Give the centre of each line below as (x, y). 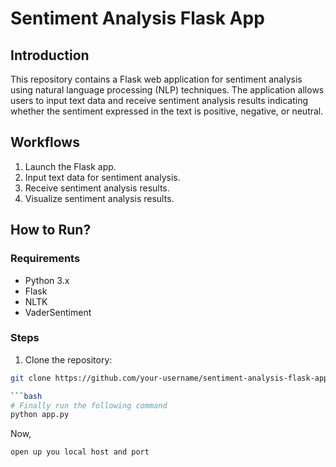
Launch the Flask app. (70, 166)
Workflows (45, 142)
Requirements (45, 259)
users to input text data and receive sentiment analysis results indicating (159, 100)
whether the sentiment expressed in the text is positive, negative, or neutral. (167, 111)
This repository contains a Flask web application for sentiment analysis (156, 79)
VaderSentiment (58, 312)
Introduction (50, 55)
